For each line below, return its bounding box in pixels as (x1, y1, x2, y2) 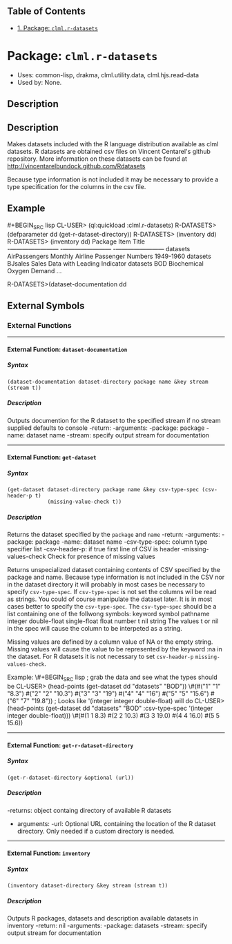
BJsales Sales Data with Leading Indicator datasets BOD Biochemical (7, 259, 204, 268)
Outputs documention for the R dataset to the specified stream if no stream (7, 416, 221, 424)
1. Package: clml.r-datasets (17, 23, 98, 32)
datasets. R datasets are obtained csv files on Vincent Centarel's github (7, 147, 211, 155)
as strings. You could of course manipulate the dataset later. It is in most (7, 595, 213, 603)
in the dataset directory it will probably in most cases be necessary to (7, 580, 205, 589)
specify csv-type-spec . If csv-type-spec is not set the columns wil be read (7, 588, 217, 596)
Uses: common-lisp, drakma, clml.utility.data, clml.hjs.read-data (17, 70, 199, 79)
